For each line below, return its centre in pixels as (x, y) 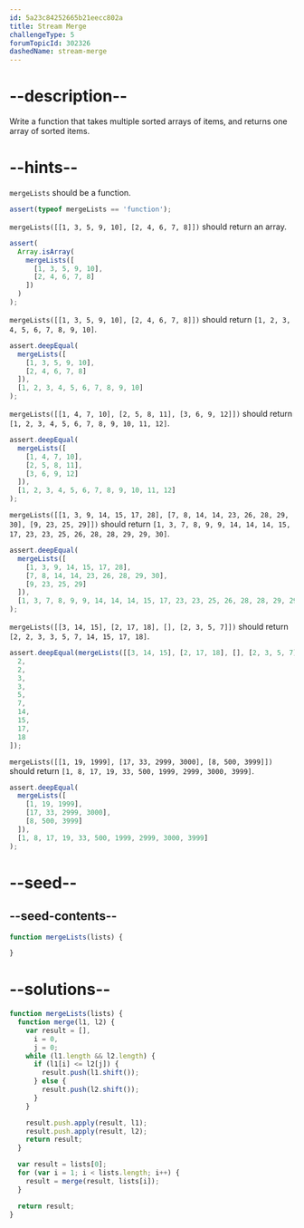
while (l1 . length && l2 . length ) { (90, 1056)
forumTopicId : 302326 (50, 43)
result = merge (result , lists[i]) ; (93, 1181)
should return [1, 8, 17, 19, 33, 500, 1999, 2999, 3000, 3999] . (132, 770)
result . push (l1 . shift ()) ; (91, 1073)
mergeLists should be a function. (70, 193)
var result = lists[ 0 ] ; (62, 1165)
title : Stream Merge (48, 26)
